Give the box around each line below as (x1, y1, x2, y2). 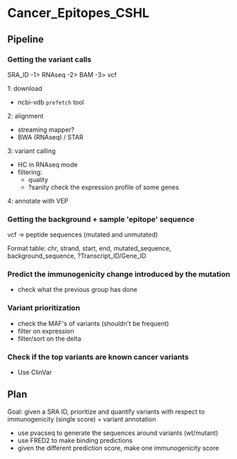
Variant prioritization (7, 303, 81, 313)
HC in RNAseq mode (17, 160, 78, 169)
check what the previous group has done (17, 285, 138, 294)
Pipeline (7, 33, 45, 45)
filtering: (17, 168, 42, 176)
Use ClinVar (17, 368, 52, 377)
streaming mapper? (17, 125, 75, 134)
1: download (7, 84, 42, 93)
